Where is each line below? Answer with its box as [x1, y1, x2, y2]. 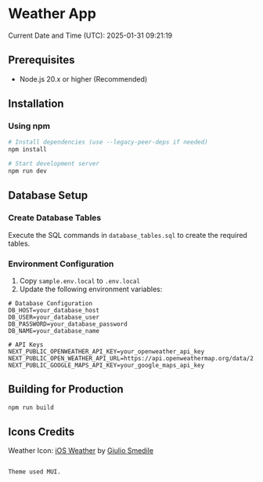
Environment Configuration [8, 258, 114, 269]
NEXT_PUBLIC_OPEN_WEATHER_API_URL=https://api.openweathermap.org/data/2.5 [8, 354, 261, 362]
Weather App [8, 5, 96, 23]
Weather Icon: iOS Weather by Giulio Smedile [8, 446, 154, 455]
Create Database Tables [8, 213, 102, 224]
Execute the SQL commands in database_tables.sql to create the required [8, 230, 248, 239]
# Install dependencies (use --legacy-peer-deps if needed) [8, 138, 209, 146]
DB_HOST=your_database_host [8, 306, 100, 314]
